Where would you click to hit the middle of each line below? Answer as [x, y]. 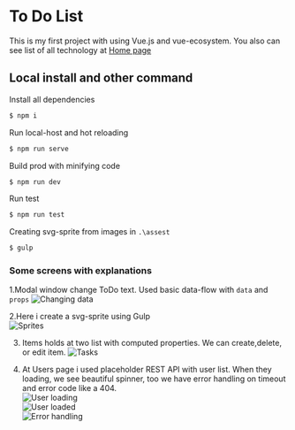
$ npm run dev [35, 182]
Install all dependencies [52, 99]
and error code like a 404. [69, 388]
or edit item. [44, 352]
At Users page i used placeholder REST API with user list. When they [147, 370]
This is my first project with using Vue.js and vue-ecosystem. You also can [145, 41]
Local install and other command [101, 78]
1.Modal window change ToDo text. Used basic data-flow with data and [139, 290]
